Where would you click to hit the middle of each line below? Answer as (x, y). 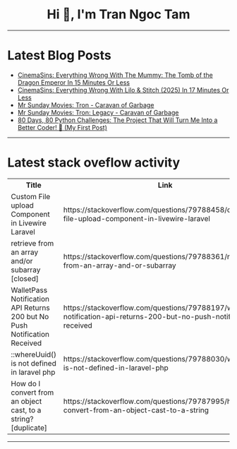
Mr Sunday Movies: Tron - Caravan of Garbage (86, 104)
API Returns (31, 308)
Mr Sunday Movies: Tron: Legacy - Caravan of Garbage (98, 112)
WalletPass (29, 290)
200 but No (30, 316)
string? (22, 419)
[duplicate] (29, 428)
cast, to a (26, 410)
